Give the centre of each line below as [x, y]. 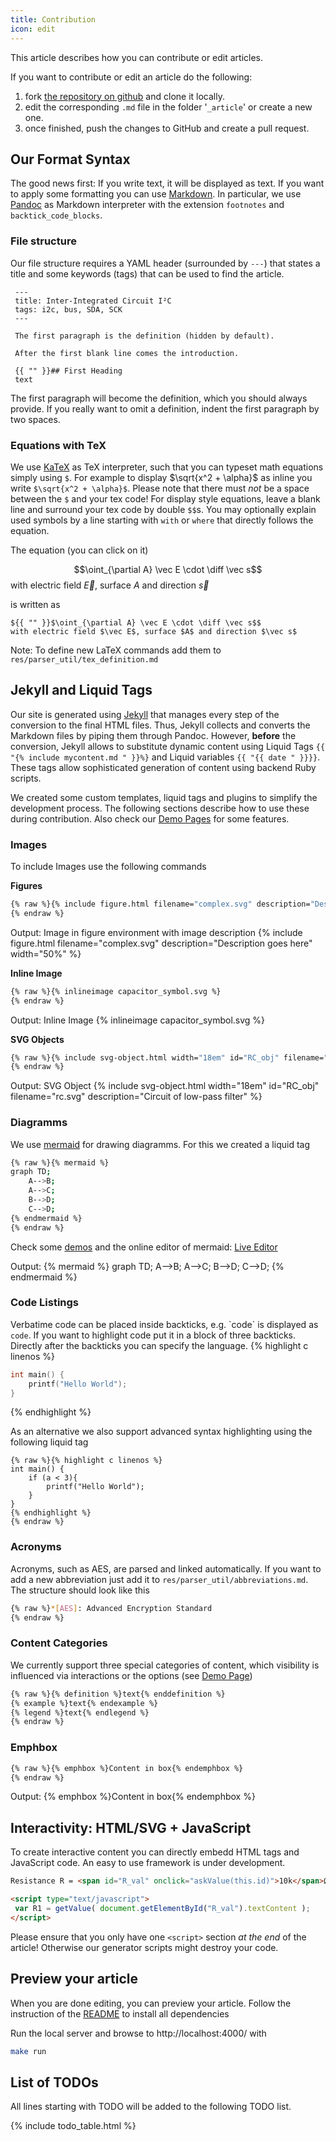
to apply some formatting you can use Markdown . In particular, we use [156, 194]
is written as [35, 604]
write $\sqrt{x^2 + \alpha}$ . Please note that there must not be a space [160, 488]
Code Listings [45, 1303]
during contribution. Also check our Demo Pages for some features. [150, 818]
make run [28, 2051]
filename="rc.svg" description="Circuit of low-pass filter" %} [136, 1097]
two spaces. [35, 419]
